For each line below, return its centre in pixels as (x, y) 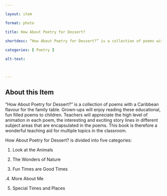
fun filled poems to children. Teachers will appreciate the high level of (77, 115)
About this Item (30, 92)
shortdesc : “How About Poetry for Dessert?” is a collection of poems (80, 41)
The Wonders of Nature (37, 159)
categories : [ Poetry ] (30, 50)
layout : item (19, 14)
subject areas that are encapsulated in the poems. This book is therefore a (81, 125)
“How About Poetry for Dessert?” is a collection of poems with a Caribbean (82, 104)
